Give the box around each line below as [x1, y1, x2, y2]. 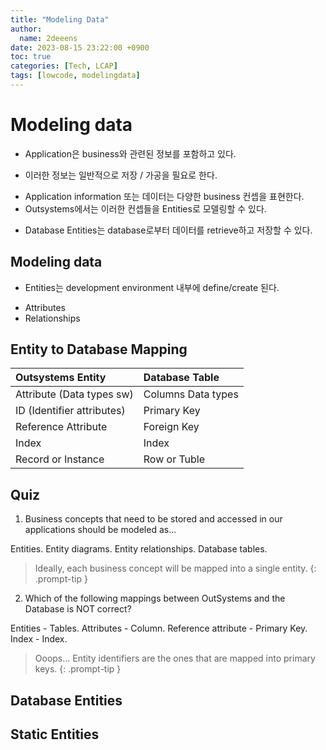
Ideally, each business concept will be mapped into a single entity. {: [34, 562, 317, 575]
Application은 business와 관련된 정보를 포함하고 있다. [24, 147, 237, 160]
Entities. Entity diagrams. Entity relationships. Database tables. [10, 543, 268, 555]
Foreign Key [143, 420, 200, 434]
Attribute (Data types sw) [15, 387, 134, 401]
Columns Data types [143, 387, 239, 401]
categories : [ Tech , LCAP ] [10, 61, 118, 71]
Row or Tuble [143, 452, 206, 466]
